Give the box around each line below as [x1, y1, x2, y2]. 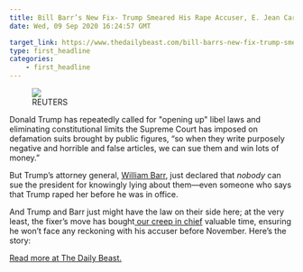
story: [9, 235, 32, 246]
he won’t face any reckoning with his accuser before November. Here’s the [9, 226, 287, 236]
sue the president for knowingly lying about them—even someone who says [9, 179, 291, 190]
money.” [9, 152, 41, 163]
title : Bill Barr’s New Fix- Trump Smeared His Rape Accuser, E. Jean [9, 13, 280, 23]
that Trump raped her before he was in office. [9, 189, 179, 199]
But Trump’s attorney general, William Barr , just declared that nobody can [9, 170, 281, 180]
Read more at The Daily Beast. [9, 253, 123, 263]
